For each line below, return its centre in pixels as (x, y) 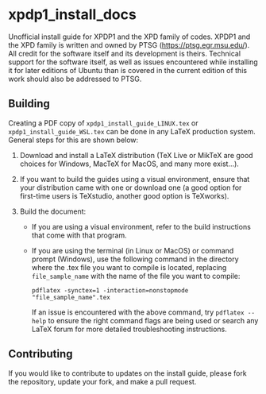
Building (29, 104)
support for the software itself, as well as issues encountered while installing (133, 62)
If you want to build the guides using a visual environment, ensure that (135, 179)
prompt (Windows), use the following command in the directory (135, 259)
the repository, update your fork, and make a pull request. (102, 381)
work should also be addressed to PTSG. (75, 79)
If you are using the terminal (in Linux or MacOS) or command (133, 250)
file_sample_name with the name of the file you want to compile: (136, 276)
